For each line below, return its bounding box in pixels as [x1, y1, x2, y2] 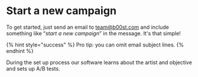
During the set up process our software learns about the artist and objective [6, 59, 192, 66]
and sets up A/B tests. [6, 65, 61, 72]
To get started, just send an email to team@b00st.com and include [6, 24, 169, 31]
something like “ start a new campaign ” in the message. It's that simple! [6, 29, 181, 36]
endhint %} [6, 47, 34, 54]
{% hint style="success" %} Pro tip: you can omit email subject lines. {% [6, 41, 184, 48]
